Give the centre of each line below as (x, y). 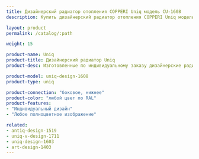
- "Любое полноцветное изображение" (51, 115)
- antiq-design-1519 (32, 131)
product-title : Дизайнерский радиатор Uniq (61, 60)
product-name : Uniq (30, 55)
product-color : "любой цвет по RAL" (51, 98)
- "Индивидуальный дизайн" (39, 109)
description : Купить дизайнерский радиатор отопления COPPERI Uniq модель (100, 17)
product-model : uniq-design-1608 (47, 76)
